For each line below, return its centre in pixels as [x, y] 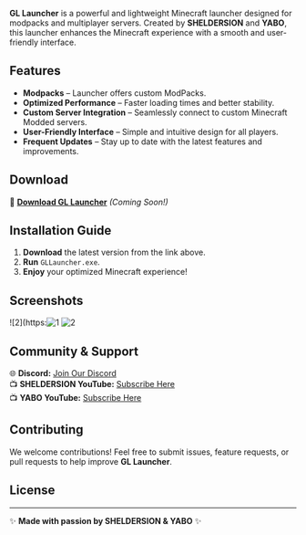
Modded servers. [55, 121]
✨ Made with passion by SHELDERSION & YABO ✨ [106, 520]
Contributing [46, 430]
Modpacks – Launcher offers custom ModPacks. [114, 93]
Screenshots [46, 300]
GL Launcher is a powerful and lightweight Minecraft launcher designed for [151, 13]
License [32, 491]
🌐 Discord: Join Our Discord [63, 373]
